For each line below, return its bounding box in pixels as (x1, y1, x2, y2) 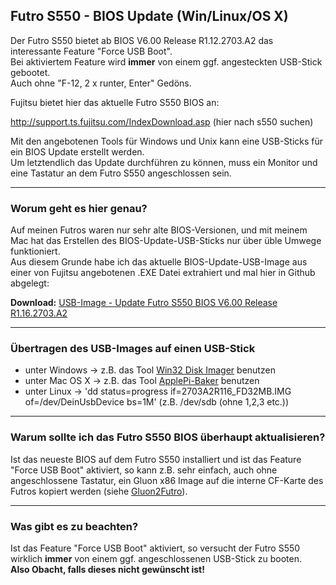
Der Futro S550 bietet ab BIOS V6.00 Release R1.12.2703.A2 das (10, 34, 274, 46)
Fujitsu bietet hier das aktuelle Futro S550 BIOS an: (10, 96, 220, 108)
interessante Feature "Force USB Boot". (10, 45, 173, 57)
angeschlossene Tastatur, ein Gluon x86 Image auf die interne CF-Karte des (10, 474, 324, 486)
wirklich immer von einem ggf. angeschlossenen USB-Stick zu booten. (10, 553, 302, 564)
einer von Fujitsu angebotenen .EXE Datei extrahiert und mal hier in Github (10, 267, 316, 279)
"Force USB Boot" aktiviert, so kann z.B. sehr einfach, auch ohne (10, 464, 278, 476)
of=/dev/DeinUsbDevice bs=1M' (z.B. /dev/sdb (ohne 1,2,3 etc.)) (24, 396, 290, 408)
